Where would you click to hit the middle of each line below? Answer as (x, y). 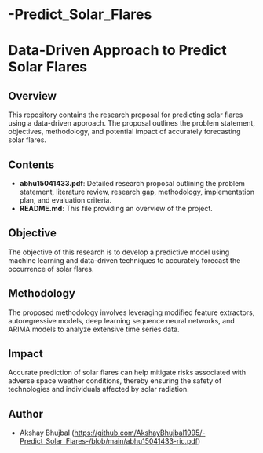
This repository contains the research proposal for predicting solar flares (126, 115)
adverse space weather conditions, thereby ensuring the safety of (115, 381)
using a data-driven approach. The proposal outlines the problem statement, (131, 123)
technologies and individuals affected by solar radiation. (99, 389)
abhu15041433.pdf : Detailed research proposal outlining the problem (132, 183)
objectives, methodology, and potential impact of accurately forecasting (124, 132)
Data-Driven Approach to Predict (118, 51)
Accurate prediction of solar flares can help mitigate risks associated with (127, 373)
